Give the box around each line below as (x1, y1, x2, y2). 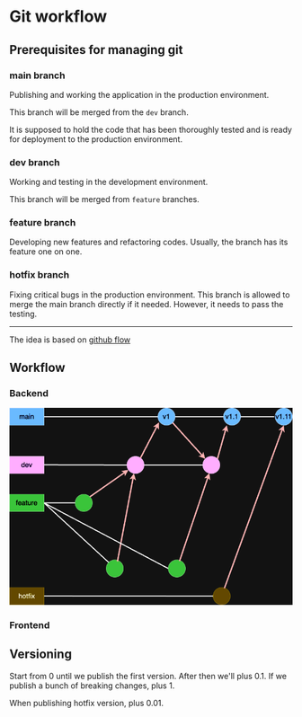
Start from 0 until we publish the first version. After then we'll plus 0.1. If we (9, 670, 288, 681)
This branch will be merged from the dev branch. (9, 106, 189, 118)
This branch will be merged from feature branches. (9, 194, 200, 205)
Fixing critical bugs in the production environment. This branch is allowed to (9, 289, 290, 300)
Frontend (9, 618, 50, 631)
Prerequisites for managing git (9, 42, 183, 58)
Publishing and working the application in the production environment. (9, 89, 270, 100)
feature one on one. (9, 246, 83, 257)
